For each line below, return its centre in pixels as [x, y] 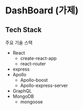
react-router [33, 64]
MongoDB [23, 96]
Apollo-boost [34, 80]
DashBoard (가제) [42, 10]
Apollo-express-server [44, 85]
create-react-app [38, 58]
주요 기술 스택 [19, 42]
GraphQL [22, 91]
